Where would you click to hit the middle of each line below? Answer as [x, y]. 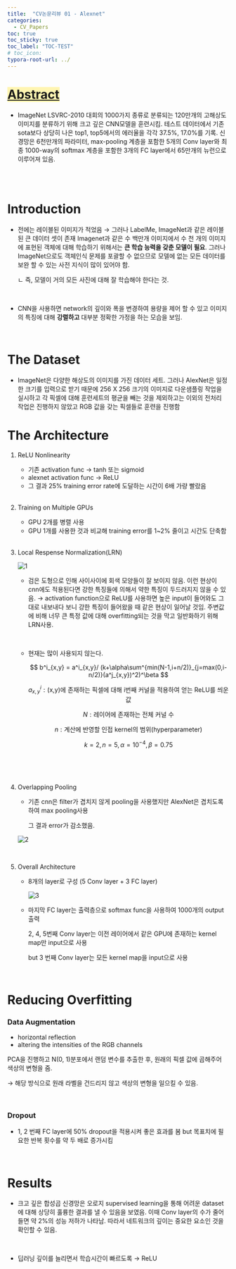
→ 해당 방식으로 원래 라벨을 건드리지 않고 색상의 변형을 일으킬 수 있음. [103, 1083]
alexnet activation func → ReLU [73, 477]
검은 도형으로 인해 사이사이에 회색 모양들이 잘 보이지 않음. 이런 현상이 [123, 580]
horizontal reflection [46, 1037]
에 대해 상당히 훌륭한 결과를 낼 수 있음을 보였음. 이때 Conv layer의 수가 [114, 1212]
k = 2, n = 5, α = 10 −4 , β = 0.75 [129, 744]
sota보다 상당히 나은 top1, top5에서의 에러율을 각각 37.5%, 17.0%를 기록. [118, 132]
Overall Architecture [46, 867]
